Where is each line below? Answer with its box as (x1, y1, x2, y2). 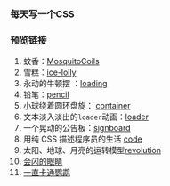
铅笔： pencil (22, 89, 69, 100)
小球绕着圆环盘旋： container (22, 101, 132, 111)
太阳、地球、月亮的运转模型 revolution (22, 145, 162, 156)
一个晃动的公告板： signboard (22, 123, 132, 133)
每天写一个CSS (10, 7, 75, 20)
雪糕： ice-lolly (22, 67, 77, 77)
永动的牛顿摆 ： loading (22, 78, 108, 89)
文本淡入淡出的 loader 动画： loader (22, 111, 150, 122)
